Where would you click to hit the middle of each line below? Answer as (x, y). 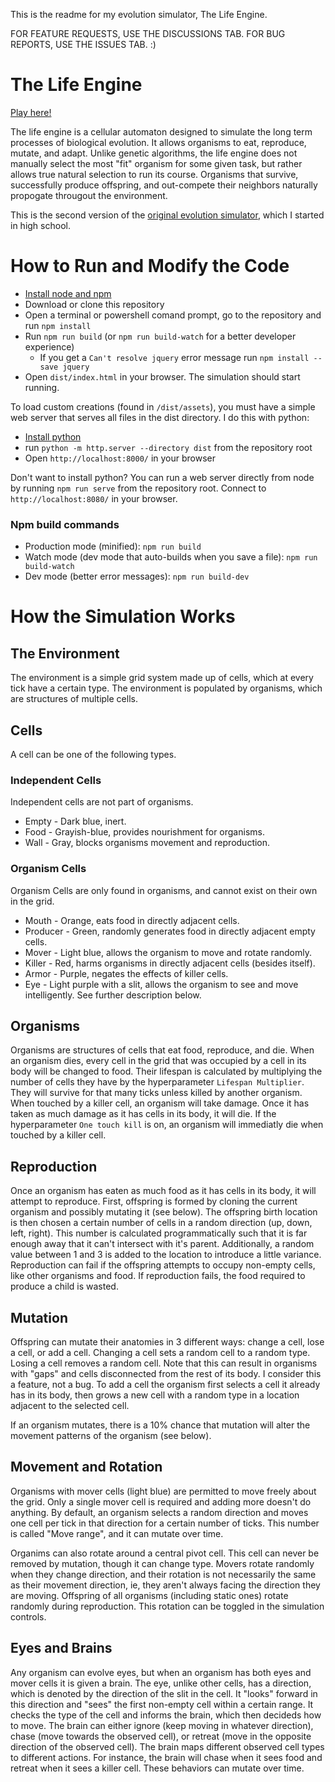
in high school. (40, 225)
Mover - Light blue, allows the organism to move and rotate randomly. (168, 952)
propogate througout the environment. (89, 195)
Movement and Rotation (86, 1467)
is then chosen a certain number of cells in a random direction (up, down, (161, 1223)
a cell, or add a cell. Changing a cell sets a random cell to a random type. (160, 1353)
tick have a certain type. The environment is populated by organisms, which (166, 688)
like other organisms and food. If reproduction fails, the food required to (158, 1276)
